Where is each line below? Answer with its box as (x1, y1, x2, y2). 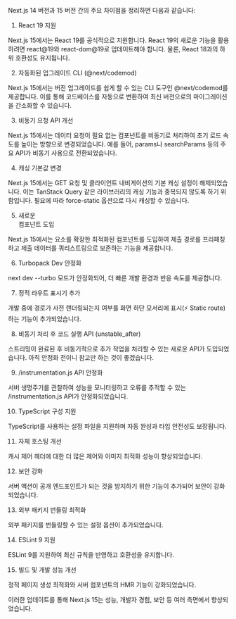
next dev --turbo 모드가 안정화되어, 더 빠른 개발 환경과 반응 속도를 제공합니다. (8, 274, 223, 282)
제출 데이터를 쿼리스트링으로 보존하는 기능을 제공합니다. (20, 244, 173, 252)
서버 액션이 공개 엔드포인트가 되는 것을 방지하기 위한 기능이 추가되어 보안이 (8, 482, 213, 490)
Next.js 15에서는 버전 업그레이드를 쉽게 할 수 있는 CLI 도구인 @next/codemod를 (8, 84, 229, 92)
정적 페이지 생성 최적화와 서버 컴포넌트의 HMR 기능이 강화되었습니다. (8, 580, 197, 589)
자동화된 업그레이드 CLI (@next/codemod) (18, 69, 138, 77)
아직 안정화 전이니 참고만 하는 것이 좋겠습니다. (28, 354, 154, 361)
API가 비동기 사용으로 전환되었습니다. (15, 149, 118, 157)
